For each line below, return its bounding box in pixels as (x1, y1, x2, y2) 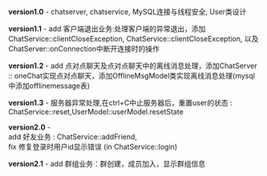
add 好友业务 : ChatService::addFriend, (8, 132, 138, 142)
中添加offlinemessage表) (8, 81, 91, 90)
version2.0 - (8, 122, 51, 132)
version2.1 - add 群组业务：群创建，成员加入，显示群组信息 (8, 159, 206, 168)
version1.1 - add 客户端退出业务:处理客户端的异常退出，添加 (8, 24, 206, 34)
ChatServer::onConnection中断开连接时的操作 (8, 44, 160, 54)
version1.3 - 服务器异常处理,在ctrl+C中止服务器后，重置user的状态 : (8, 98, 233, 107)
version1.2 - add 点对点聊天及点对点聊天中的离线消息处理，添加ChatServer (8, 61, 257, 70)
